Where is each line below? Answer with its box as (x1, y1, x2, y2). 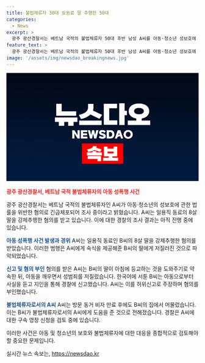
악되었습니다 (6, 252, 37, 260)
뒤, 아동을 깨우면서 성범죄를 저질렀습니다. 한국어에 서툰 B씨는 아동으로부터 (17, 273, 194, 280)
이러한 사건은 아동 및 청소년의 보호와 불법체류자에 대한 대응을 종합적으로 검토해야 (6, 329, 199, 337)
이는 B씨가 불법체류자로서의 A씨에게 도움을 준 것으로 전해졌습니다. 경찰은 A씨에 (6, 309, 195, 316)
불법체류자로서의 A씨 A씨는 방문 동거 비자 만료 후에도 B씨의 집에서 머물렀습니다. (6, 301, 196, 309)
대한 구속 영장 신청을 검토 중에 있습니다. (6, 317, 101, 324)
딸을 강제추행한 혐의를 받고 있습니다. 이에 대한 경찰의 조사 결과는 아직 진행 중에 (6, 216, 193, 224)
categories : (6, 16, 37, 23)
